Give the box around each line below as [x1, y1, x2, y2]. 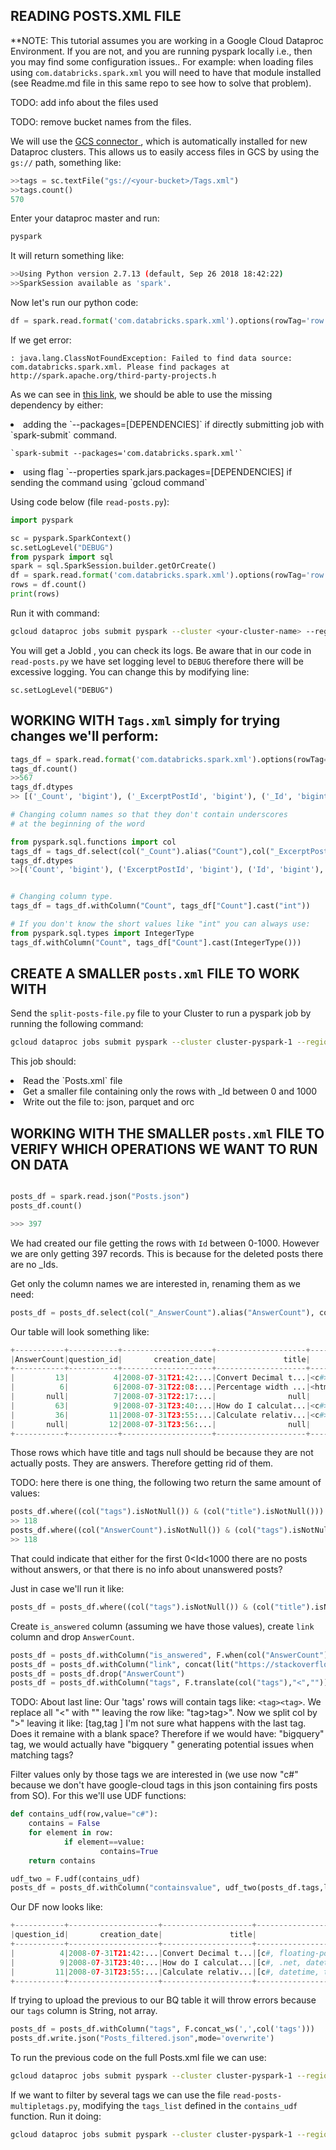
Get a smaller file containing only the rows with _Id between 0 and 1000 [23, 1085, 318, 1098]
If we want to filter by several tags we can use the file [10, 2089, 231, 2101]
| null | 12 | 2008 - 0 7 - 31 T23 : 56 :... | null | [10, 1419, 311, 1429]
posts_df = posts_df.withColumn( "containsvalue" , [10, 1883, 222, 1893]
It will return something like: [10, 250, 125, 262]
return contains [28, 1855, 97, 1866]
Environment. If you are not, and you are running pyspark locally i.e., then [10, 45, 313, 57]
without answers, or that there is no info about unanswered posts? [10, 1563, 283, 1575]
